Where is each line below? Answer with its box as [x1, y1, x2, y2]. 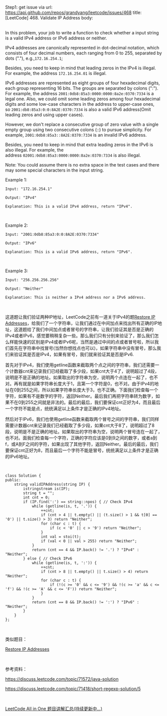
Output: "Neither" [5, 286, 43, 291]
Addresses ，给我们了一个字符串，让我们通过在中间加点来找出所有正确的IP [5, 320, 158, 326]
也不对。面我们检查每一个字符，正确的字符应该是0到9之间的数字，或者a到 [5, 435, 158, 441]
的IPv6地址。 [5, 454, 32, 459]
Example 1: [5, 177, 27, 182]
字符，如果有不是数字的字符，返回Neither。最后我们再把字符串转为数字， [5, 393, 156, 399]
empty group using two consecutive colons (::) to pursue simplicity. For [5, 127, 152, 133]
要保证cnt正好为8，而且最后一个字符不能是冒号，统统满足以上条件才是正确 [5, 447, 159, 453]
